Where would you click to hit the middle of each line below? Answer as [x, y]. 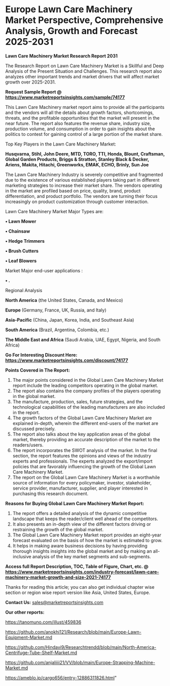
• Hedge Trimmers [25, 241]
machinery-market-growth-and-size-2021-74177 [58, 577]
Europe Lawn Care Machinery [69, 9]
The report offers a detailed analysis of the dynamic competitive [80, 513]
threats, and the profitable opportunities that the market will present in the [82, 118]
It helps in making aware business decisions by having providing [80, 546]
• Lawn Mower [21, 221]
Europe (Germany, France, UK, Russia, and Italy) [56, 310]
